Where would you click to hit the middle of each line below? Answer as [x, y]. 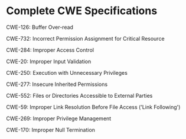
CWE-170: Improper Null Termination [51, 130]
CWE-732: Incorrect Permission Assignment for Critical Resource [85, 38]
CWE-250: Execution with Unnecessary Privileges [67, 72]
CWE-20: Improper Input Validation [49, 61]
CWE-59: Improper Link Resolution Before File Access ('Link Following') [93, 107]
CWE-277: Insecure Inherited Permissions [57, 84]
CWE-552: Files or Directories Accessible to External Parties [79, 95]
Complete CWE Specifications [82, 11]
